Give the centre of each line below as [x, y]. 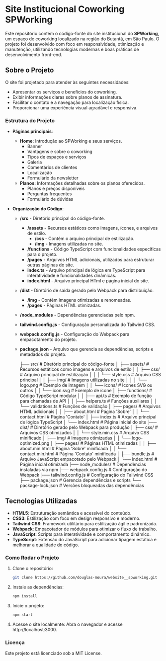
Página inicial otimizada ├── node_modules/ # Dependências [83, 464]
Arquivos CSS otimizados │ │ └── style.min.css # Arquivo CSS [84, 433]
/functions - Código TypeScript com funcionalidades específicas [94, 249]
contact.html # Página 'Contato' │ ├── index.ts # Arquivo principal [88, 417]
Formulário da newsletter [53, 178]
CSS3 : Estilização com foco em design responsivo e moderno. [76, 518]
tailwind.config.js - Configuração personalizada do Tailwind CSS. [87, 325]
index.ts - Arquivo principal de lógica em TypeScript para [86, 270]
